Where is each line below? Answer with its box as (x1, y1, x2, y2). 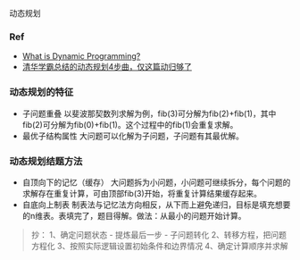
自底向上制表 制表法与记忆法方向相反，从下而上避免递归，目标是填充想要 (21, 199, 291, 210)
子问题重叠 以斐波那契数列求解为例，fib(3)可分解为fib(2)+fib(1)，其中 (21, 108, 277, 119)
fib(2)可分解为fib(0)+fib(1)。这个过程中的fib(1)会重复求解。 (21, 119, 238, 130)
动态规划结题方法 (9, 155, 83, 167)
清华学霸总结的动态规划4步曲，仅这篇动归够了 (21, 62, 192, 72)
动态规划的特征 (9, 86, 74, 98)
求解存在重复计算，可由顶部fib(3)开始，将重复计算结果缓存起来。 (21, 188, 262, 198)
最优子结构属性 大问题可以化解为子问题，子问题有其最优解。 (21, 130, 244, 141)
